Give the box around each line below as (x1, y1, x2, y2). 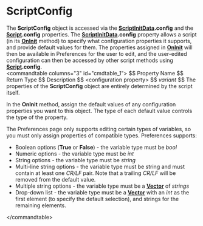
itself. (6, 89, 20, 96)
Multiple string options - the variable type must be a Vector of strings (15, 182, 190, 190)
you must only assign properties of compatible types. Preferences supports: (6, 132, 198, 139)
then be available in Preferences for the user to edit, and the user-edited (6, 50, 187, 57)
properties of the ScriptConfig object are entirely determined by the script (6, 82, 193, 89)
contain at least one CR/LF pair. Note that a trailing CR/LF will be (15, 169, 176, 177)
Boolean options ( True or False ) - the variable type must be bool (15, 143, 177, 151)
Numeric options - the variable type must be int (15, 150, 134, 157)
